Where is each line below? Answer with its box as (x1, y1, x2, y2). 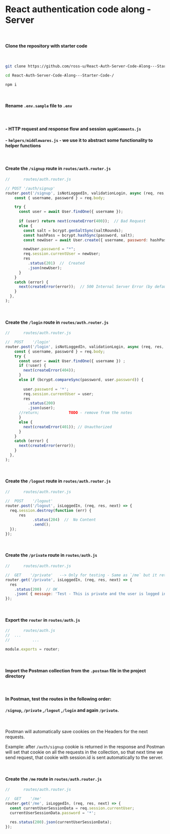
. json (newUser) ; (27, 265, 62, 271)
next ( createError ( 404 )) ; (23, 368, 76, 373)
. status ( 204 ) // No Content (32, 517, 96, 522)
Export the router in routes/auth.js (5, 617, 80, 623)
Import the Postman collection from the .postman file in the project (5, 667, 146, 673)
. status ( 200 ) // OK (14, 587, 58, 592)
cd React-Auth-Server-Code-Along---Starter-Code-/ (5, 73, 114, 78)
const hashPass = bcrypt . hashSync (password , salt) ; (23, 233, 135, 238)
